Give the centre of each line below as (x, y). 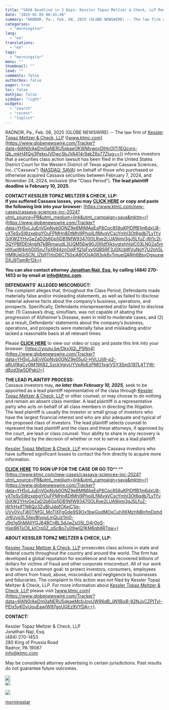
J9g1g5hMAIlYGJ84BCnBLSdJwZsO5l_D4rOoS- (55, 523)
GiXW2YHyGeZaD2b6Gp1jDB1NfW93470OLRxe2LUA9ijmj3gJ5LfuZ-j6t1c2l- (84, 238)
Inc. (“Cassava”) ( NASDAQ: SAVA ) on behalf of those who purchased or (79, 170)
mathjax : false (21, 94)
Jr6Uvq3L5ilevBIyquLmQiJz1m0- (39, 517)
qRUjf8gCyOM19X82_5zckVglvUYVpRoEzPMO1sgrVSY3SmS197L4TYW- (80, 365)
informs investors (142, 154)
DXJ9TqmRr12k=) (23, 260)
